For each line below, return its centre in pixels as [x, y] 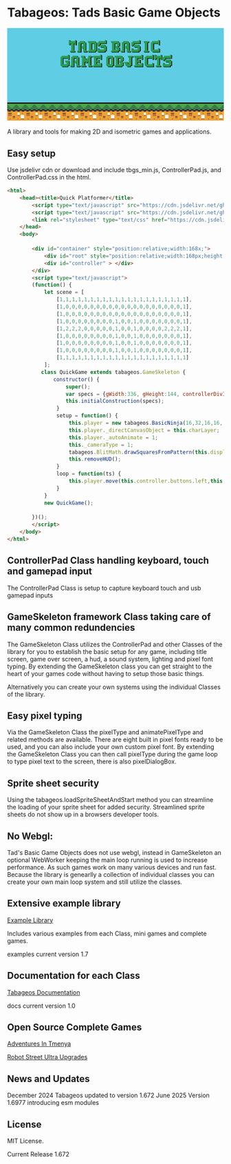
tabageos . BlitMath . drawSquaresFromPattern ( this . [140, 452]
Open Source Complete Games [75, 1027]
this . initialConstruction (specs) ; [115, 401]
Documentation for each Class [74, 976]
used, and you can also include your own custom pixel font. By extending [111, 747]
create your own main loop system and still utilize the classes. [95, 882]
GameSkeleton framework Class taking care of [109, 617]
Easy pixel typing [45, 716]
